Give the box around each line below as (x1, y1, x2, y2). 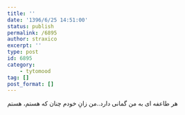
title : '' (7, 10, 36, 17)
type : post (7, 49, 39, 56)
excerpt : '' (7, 42, 42, 49)
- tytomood (19, 67, 51, 74)
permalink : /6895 (7, 29, 58, 36)
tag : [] (7, 74, 30, 81)
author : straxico (7, 36, 58, 43)
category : (7, 61, 36, 68)
